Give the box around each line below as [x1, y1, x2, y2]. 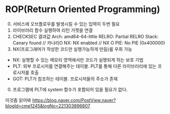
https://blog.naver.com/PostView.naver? [32, 97, 116, 103]
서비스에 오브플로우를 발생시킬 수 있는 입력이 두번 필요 [12, 21, 120, 27]
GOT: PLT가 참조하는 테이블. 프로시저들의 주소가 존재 [12, 76, 118, 82]
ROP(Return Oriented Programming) [5, 4, 160, 15]
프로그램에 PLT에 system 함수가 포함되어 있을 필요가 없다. [12, 86, 128, 92]
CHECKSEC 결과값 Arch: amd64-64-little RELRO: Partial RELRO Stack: [12, 33, 159, 39]
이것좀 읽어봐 [5, 97, 31, 103]
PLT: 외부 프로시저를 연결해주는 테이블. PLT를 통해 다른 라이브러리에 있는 [12, 63, 157, 69]
